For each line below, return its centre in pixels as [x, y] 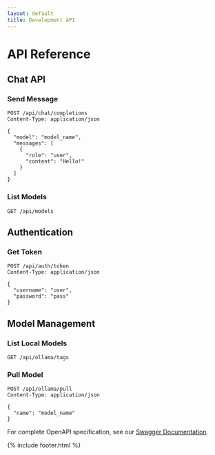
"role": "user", [49, 156]
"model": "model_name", [47, 138]
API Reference [49, 54]
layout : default [30, 13]
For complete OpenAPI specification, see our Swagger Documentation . [108, 432]
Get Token [25, 252]
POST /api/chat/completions [48, 113]
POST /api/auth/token [38, 266]
